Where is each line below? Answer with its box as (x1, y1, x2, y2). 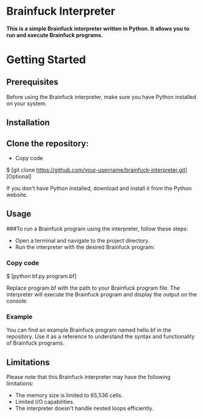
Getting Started (6, 53, 87, 67)
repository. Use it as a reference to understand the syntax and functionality (6, 333, 195, 340)
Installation (6, 117, 50, 128)
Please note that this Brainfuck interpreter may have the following (6, 373, 171, 381)
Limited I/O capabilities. (15, 398, 75, 406)
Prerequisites (6, 77, 59, 87)
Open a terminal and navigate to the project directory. (15, 237, 150, 244)
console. (6, 298, 29, 305)
